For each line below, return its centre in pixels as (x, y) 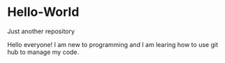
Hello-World (43, 12)
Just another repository (41, 31)
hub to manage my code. (43, 52)
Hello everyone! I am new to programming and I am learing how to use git (113, 44)
